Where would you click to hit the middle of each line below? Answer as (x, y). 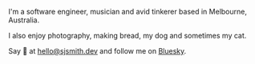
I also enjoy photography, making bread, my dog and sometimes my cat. (127, 36)
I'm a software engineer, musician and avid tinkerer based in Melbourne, (127, 12)
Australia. (24, 20)
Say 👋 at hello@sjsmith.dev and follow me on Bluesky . (97, 51)
